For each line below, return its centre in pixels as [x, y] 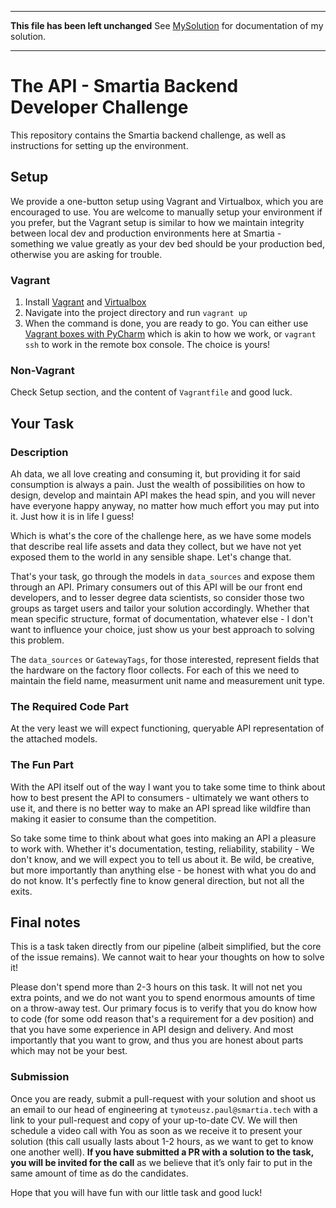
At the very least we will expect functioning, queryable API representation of [167, 728]
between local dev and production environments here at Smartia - [146, 233]
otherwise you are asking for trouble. [86, 254]
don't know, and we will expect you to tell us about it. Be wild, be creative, [162, 859]
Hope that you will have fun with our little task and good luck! [136, 1192]
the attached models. [54, 739]
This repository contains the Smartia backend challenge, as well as [148, 135]
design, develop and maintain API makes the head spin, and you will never [163, 495]
